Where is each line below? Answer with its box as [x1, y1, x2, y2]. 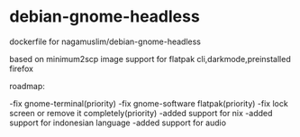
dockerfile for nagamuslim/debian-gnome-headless [9, 36, 201, 47]
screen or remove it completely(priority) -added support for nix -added [9, 107, 273, 118]
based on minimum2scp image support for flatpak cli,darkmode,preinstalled [9, 53, 291, 64]
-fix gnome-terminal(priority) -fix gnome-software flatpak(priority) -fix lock [9, 97, 288, 109]
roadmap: [9, 80, 45, 91]
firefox [9, 63, 34, 74]
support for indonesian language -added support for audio [9, 117, 227, 128]
